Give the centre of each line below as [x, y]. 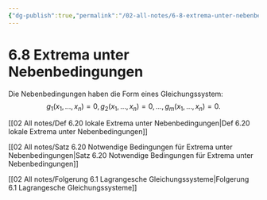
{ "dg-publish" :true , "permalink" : [64, 15]
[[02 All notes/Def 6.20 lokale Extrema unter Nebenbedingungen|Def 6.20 [129, 123]
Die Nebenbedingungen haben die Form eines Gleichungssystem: [116, 94]
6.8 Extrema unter [69, 54]
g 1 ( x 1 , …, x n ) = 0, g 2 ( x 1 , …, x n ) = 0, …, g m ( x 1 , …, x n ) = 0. [133, 107]
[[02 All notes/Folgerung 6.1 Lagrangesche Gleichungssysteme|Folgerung [129, 179]
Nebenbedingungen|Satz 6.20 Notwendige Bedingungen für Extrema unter [131, 156]
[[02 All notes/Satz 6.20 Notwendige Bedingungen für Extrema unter [120, 147]
